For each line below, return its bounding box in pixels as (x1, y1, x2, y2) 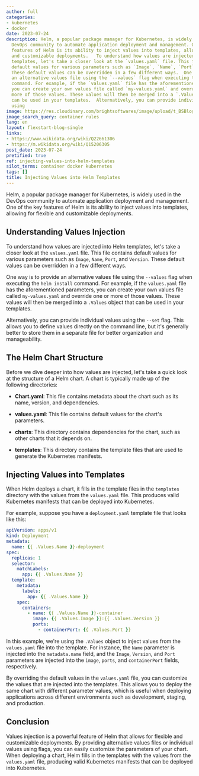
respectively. (6, 662, 37, 670)
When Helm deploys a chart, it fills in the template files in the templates (6, 485, 179, 492)
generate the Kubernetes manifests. (14, 453, 102, 460)
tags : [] (6, 169, 28, 175)
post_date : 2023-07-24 (6, 147, 62, 153)
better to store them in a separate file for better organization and (6, 329, 163, 336)
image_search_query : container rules (6, 114, 99, 120)
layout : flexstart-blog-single (6, 125, 84, 131)
